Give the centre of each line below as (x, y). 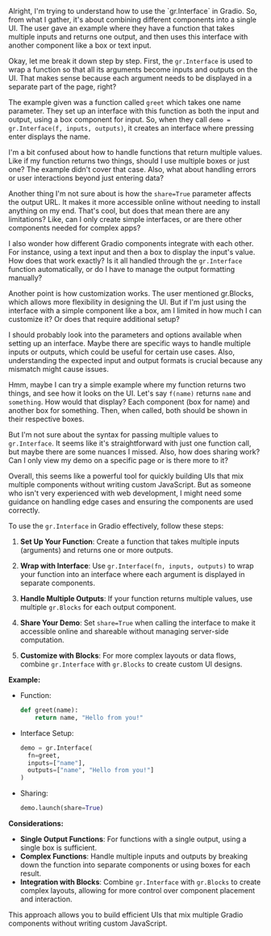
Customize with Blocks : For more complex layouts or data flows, (128, 656)
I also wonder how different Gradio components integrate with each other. (131, 243)
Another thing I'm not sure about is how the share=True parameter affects (130, 194)
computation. (42, 640)
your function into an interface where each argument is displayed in (132, 574)
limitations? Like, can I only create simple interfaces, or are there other (125, 219)
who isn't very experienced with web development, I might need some (125, 493)
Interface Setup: (47, 733)
